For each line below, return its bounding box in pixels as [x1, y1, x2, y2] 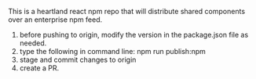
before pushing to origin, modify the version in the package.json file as [19, 31, 249, 39]
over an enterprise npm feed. [8, 15, 103, 24]
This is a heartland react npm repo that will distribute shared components [8, 7, 246, 16]
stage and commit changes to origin [19, 55, 137, 64]
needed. [19, 38, 47, 48]
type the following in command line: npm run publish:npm [19, 47, 207, 56]
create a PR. [19, 63, 60, 73]
